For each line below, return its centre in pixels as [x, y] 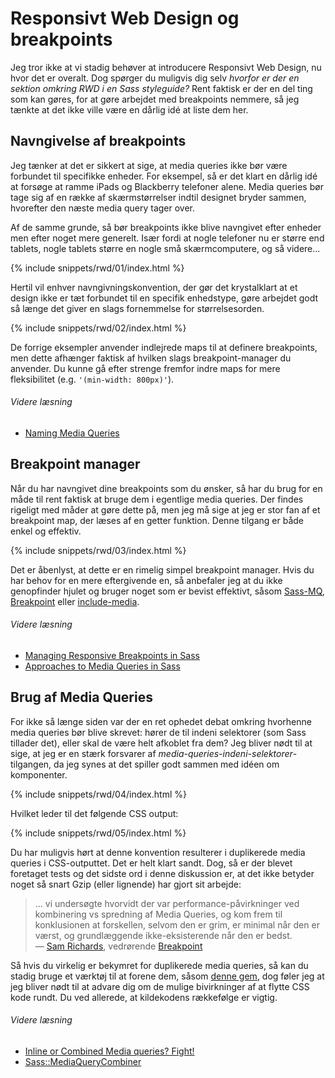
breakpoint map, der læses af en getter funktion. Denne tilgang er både [157, 520]
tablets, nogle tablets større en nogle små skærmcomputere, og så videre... [165, 248]
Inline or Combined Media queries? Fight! [109, 1051]
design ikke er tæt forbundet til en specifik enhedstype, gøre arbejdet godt [164, 298]
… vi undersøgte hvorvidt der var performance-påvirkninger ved [167, 903]
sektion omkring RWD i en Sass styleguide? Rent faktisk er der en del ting [161, 88]
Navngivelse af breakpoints [98, 141]
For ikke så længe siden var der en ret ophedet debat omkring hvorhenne [161, 721]
